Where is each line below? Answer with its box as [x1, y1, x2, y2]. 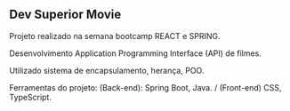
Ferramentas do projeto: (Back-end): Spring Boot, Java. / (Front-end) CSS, [9, 82, 282, 92]
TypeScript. [9, 91, 52, 102]
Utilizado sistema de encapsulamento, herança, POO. [9, 65, 205, 75]
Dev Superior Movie [9, 7, 122, 22]
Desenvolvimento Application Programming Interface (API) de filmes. [9, 48, 262, 59]
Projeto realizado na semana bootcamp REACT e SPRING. [9, 30, 221, 41]
